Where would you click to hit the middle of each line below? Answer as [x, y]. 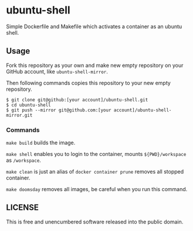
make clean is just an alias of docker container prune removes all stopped [95, 172]
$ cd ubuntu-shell [28, 105]
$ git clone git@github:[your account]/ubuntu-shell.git [77, 100]
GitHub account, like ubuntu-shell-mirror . [57, 72]
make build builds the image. [41, 143]
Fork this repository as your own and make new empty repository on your [95, 65]
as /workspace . [23, 160]
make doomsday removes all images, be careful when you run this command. [97, 189]
